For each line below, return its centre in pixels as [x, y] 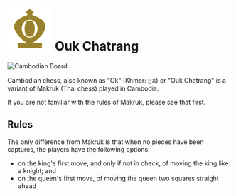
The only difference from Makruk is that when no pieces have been [106, 142]
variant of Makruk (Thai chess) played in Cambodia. [83, 88]
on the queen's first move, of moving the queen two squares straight [118, 178]
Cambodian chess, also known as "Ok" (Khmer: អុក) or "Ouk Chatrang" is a [117, 80]
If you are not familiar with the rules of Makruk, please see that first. [107, 102]
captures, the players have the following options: [79, 149]
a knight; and [37, 170]
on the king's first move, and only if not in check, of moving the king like [123, 163]
